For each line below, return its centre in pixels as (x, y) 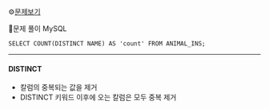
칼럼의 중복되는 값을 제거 (58, 88)
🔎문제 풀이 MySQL (38, 29)
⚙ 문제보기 (25, 12)
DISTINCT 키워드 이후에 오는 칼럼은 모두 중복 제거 (98, 97)
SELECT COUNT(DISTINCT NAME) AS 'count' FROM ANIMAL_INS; (107, 44)
